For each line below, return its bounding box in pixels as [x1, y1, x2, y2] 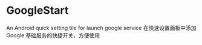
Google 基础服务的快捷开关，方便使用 [6, 31, 100, 39]
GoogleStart [6, 4, 69, 17]
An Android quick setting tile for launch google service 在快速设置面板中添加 [6, 24, 197, 31]
